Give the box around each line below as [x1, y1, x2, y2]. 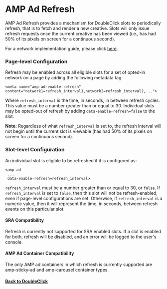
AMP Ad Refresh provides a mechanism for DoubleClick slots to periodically [5, 20, 161, 26]
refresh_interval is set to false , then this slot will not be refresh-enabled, [5, 190, 158, 196]
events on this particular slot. [5, 206, 65, 212]
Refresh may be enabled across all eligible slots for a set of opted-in [5, 69, 146, 75]
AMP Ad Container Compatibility [5, 251, 74, 257]
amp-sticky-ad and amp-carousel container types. [5, 267, 109, 273]
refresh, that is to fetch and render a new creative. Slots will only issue [5, 25, 150, 31]
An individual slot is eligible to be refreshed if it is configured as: [5, 157, 137, 163]
